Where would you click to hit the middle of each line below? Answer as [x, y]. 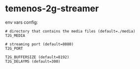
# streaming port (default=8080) [39, 44]
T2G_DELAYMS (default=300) [33, 61]
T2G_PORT [14, 48]
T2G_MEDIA [15, 35]
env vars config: [22, 22]
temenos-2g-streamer [52, 9]
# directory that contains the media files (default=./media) [70, 31]
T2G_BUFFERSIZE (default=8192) [37, 57]
